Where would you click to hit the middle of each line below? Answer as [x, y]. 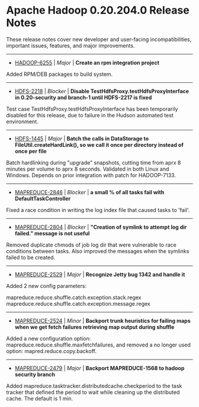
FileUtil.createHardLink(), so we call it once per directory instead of [99, 145]
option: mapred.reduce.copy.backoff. [51, 351]
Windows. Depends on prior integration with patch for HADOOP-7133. [91, 175]
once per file [31, 151]
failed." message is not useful [52, 233]
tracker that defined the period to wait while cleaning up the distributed [93, 392]
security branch [35, 374]
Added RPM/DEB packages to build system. [60, 74]
